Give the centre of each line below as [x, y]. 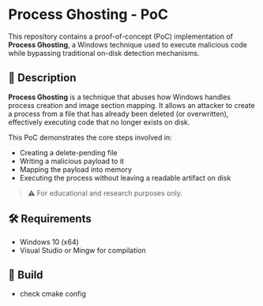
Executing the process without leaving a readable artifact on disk [125, 177]
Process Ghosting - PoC [88, 15]
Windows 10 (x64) [49, 241]
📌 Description [42, 78]
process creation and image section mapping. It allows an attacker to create [131, 105]
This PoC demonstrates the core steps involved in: [90, 137]
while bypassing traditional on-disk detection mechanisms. [104, 53]
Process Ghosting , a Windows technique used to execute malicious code [128, 44]
